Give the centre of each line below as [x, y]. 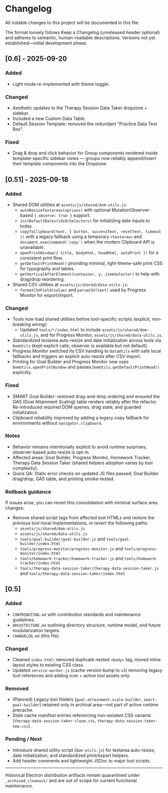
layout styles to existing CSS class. [48, 665]
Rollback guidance [28, 492]
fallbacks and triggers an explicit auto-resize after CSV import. [77, 356]
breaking [21, 324]
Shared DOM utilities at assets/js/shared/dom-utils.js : [70, 205]
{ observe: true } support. [62, 215]
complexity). [25, 468]
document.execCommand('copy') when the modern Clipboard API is [87, 242]
